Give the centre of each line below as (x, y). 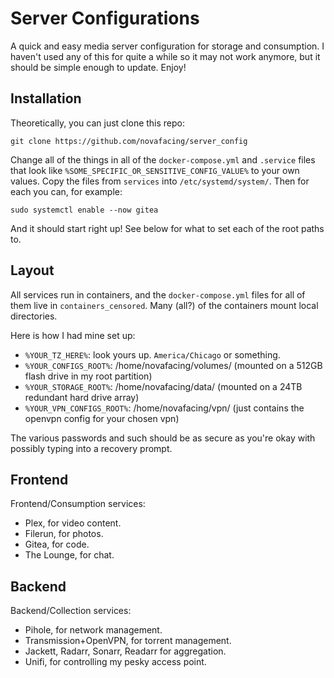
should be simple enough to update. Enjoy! (98, 67)
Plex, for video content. (73, 523)
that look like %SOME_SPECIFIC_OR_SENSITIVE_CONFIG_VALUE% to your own (155, 170)
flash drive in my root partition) (88, 376)
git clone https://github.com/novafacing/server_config (129, 141)
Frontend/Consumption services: (78, 504)
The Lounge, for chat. (69, 555)
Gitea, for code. (57, 544)
